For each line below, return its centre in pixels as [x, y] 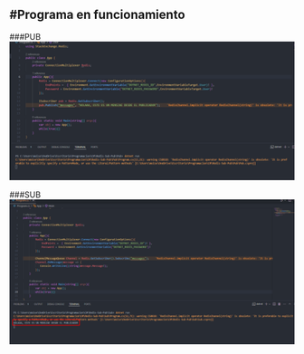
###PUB [25, 36]
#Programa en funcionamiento [97, 15]
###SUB [25, 195]
